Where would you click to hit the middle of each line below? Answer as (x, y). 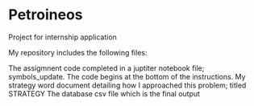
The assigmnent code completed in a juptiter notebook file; (106, 68)
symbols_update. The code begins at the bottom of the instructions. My (127, 76)
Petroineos (46, 15)
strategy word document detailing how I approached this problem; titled (127, 85)
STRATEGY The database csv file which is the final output (104, 93)
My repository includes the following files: (78, 52)
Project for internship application (62, 37)
